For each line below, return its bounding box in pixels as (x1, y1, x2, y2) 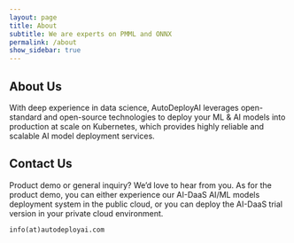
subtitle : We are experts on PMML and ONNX (9, 29, 173, 38)
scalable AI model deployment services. (9, 130, 155, 141)
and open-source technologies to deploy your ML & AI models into (43, 112, 286, 122)
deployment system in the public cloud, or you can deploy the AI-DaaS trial (9, 199, 283, 209)
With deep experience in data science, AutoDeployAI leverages (9, 102, 239, 113)
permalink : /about (9, 37, 77, 47)
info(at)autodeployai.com (9, 225, 104, 234)
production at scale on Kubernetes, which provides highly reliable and (9, 121, 264, 131)
